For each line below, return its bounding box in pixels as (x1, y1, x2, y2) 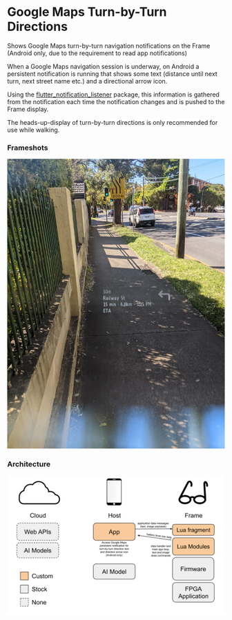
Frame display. (7, 105, 49, 113)
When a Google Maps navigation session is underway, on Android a (7, 62, 200, 70)
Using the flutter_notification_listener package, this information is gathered (7, 90, 220, 99)
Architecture (7, 459, 51, 469)
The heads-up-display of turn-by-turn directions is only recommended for (7, 118, 218, 126)
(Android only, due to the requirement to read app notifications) (7, 49, 188, 57)
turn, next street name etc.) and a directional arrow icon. (7, 77, 168, 85)
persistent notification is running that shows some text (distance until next (7, 70, 217, 78)
